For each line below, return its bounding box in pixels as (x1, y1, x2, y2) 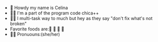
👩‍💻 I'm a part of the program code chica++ (10, 10, 99, 16)
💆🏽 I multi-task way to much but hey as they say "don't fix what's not (10, 15, 153, 21)
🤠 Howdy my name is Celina (10, 5, 68, 10)
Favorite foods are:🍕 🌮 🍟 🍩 (10, 26, 64, 32)
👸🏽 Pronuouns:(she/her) (10, 31, 60, 37)
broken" (10, 20, 27, 26)
